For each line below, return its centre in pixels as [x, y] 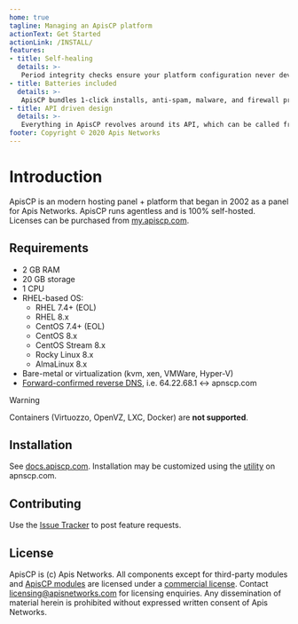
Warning [24, 399]
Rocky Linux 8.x [64, 354]
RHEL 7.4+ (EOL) [66, 307]
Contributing [45, 504]
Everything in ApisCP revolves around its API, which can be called [150, 125]
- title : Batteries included [63, 83]
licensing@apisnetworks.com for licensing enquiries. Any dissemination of [145, 593]
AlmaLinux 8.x [61, 364]
